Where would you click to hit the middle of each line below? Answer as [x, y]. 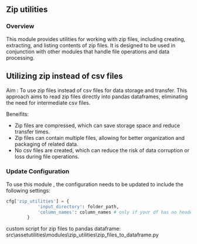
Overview [20, 26]
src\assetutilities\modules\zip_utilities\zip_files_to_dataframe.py [83, 235]
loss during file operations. [47, 156]
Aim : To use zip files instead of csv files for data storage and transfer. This [97, 90]
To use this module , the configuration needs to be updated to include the [95, 184]
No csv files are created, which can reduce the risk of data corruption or [102, 150]
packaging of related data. [46, 144]
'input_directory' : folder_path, [78, 207]
